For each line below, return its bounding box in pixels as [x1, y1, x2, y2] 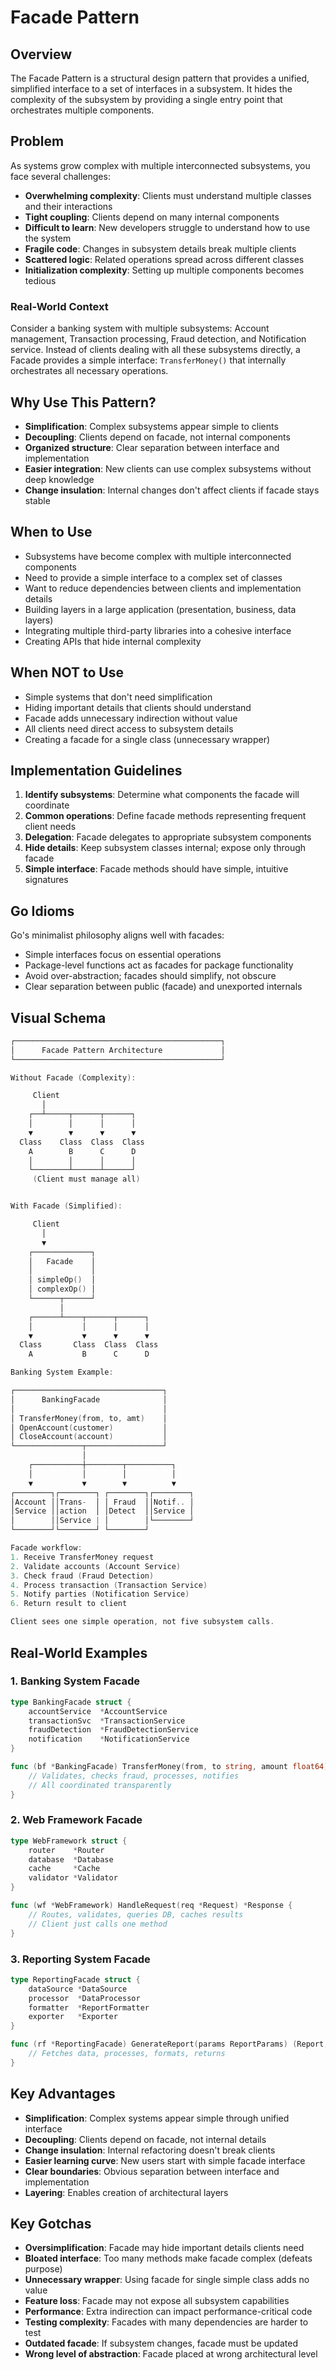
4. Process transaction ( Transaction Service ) [10, 1580, 208, 1590]
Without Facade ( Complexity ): [10, 1072, 137, 1083]
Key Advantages [10, 2086, 116, 2103]
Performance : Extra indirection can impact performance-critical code [24, 2306, 313, 2318]
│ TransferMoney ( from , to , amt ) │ [10, 1413, 168, 1423]
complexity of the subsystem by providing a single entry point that [10, 94, 283, 105]
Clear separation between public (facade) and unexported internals [24, 981, 303, 993]
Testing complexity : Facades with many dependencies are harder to [24, 2316, 309, 2328]
